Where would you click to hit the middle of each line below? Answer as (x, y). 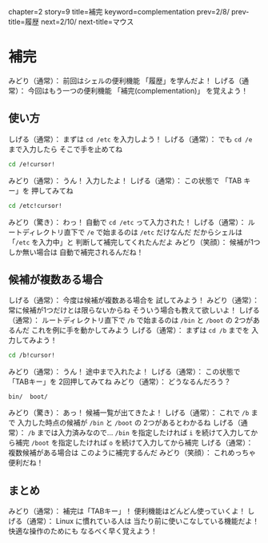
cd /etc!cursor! (35, 206)
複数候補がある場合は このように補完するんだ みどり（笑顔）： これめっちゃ (132, 453)
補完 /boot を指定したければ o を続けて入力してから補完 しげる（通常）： (134, 443)
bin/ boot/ (28, 397)
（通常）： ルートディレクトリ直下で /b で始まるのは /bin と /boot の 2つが (131, 320)
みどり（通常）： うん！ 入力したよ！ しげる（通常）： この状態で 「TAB (125, 180)
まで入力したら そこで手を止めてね (65, 149)
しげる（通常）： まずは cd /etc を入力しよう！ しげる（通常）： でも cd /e (130, 139)
